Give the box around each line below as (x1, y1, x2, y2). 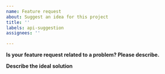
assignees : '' (6, 30, 41, 36)
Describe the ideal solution (6, 62, 73, 70)
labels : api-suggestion (6, 24, 64, 31)
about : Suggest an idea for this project (6, 14, 109, 20)
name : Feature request (6, 8, 61, 15)
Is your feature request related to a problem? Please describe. (6, 51, 160, 58)
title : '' (6, 19, 30, 25)
